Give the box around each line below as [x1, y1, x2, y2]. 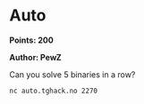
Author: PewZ [9, 52, 63, 62]
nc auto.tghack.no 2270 [9, 86, 98, 95]
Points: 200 [9, 35, 54, 45]
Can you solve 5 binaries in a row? [9, 68, 136, 80]
